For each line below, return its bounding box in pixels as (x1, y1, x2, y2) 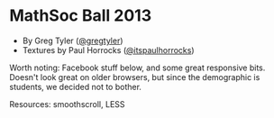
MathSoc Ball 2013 (9, 5, 151, 26)
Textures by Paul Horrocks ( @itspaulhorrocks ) (22, 44, 196, 55)
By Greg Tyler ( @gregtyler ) (22, 35, 123, 46)
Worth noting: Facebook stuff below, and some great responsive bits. (9, 62, 266, 73)
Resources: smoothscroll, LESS (9, 98, 125, 109)
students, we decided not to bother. (9, 81, 142, 92)
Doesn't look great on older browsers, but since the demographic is (9, 71, 260, 82)
